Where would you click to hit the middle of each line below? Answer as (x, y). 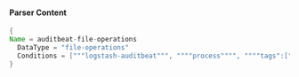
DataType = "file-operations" (73, 47)
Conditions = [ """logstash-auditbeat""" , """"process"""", (129, 56)
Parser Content (38, 12)
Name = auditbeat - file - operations (73, 40)
